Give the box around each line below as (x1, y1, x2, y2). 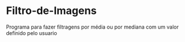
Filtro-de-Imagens (6, 4, 97, 17)
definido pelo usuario (6, 29, 57, 36)
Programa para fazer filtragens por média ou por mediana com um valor (6, 23, 179, 30)
